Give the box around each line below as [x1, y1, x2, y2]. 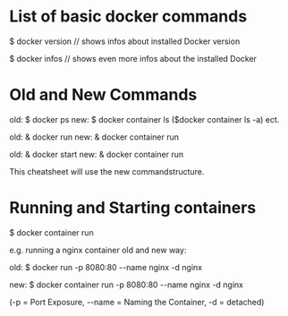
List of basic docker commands [9, 6, 248, 27]
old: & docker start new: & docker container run [9, 149, 184, 159]
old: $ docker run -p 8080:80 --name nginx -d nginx [9, 261, 203, 272]
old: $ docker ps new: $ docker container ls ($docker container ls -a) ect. [9, 114, 280, 124]
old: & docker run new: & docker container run [9, 132, 180, 142]
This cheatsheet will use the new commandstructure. [9, 166, 205, 176]
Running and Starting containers [9, 198, 257, 218]
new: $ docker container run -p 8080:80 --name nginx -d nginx [9, 279, 244, 290]
